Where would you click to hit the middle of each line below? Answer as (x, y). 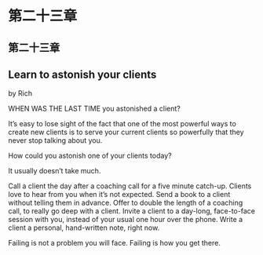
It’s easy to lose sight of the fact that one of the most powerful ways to (122, 124)
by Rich (20, 93)
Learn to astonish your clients (82, 74)
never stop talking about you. (55, 140)
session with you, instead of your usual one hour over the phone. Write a (126, 220)
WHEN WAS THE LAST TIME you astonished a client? (94, 109)
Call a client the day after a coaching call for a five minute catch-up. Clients (130, 186)
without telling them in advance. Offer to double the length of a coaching (126, 203)
